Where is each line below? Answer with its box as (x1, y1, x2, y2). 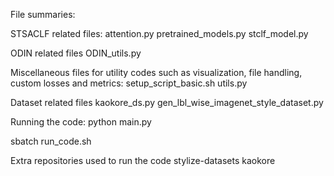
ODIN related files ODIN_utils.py (10, 47, 142, 59)
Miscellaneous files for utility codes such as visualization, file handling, (10, 67, 303, 78)
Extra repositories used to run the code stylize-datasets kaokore (10, 155, 276, 166)
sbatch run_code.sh (10, 135, 92, 147)
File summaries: (10, 9, 76, 20)
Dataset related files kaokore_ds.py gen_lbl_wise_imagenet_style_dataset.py (10, 97, 324, 108)
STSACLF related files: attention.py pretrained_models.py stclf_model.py (10, 28, 309, 39)
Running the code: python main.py (10, 116, 152, 128)
